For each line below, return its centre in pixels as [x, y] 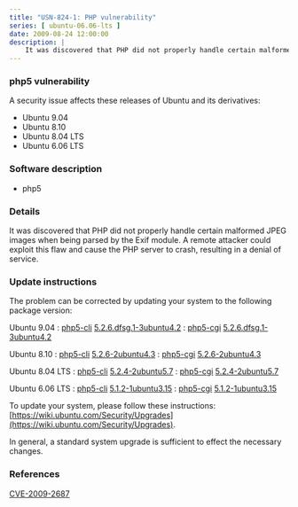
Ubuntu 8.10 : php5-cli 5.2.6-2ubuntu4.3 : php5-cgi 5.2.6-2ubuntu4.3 [135, 355]
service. [24, 259]
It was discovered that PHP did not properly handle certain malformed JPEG [148, 230]
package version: [41, 310]
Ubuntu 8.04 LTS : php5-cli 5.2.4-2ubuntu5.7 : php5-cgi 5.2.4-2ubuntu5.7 [144, 371]
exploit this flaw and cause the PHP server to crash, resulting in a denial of [145, 250]
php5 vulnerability [50, 82]
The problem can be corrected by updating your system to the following [141, 301]
